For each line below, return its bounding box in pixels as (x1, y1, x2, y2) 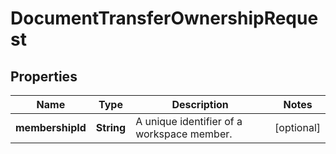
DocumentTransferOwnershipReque (10, 7, 319, 30)
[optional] (274, 121, 321, 134)
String (95, 121, 127, 134)
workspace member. (135, 127, 233, 141)
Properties (10, 68, 78, 85)
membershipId (15, 121, 87, 134)
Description (171, 98, 229, 111)
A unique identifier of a (135, 115, 243, 128)
